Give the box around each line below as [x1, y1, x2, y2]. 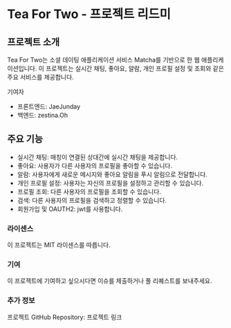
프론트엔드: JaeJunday [17, 102, 81, 111]
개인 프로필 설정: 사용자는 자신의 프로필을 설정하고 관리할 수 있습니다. [17, 179, 204, 187]
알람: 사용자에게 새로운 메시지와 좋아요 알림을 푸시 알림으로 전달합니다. [17, 170, 207, 179]
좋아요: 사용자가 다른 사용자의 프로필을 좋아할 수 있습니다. [17, 161, 173, 170]
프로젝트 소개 [7, 36, 60, 48]
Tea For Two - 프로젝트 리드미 [7, 6, 172, 22]
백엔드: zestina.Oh [17, 111, 68, 119]
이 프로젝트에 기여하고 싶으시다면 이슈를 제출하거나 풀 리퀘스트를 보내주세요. [7, 277, 212, 285]
